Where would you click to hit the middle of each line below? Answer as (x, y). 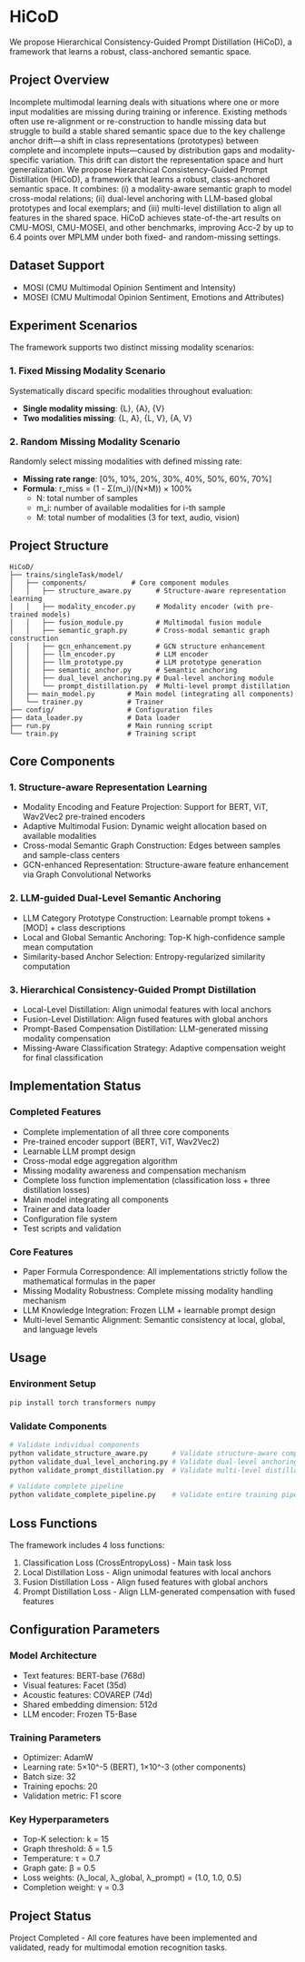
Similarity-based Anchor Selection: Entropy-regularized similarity (144, 956)
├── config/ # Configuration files (111, 710)
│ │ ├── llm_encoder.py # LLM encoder (109, 654)
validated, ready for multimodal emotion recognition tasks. (118, 1947)
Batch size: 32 (49, 1776)
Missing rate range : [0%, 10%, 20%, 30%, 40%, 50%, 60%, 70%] (147, 478)
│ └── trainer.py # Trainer (87, 702)
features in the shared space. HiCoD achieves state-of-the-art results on (145, 217)
